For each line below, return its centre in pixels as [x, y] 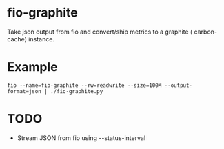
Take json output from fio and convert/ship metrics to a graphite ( [100, 32]
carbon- [206, 32]
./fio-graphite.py [77, 91]
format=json [24, 91]
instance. [42, 39]
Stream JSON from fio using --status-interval [81, 138]
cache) [17, 39]
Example [32, 67]
